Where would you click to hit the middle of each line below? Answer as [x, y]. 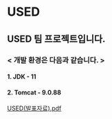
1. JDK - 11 [22, 77]
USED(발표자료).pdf [34, 108]
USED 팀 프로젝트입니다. [56, 39]
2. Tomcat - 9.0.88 [34, 92]
